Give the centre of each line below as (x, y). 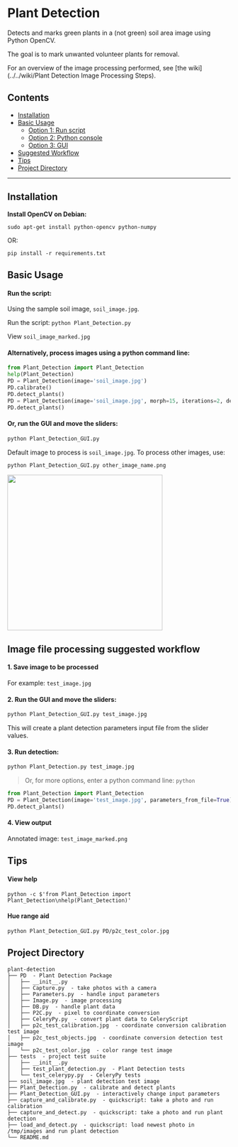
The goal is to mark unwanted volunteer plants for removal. (93, 54)
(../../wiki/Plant (28, 75)
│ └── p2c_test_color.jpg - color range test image (90, 1050)
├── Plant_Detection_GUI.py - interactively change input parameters (114, 1094)
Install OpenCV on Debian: (47, 214)
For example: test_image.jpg (50, 683)
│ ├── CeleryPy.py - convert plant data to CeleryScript (98, 1019)
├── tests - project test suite (57, 1056)
